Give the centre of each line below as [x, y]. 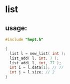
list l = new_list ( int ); [38, 53]
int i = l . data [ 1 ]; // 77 [37, 68]
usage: [16, 28]
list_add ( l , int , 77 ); [35, 63]
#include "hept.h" [24, 39]
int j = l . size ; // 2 [32, 72]
